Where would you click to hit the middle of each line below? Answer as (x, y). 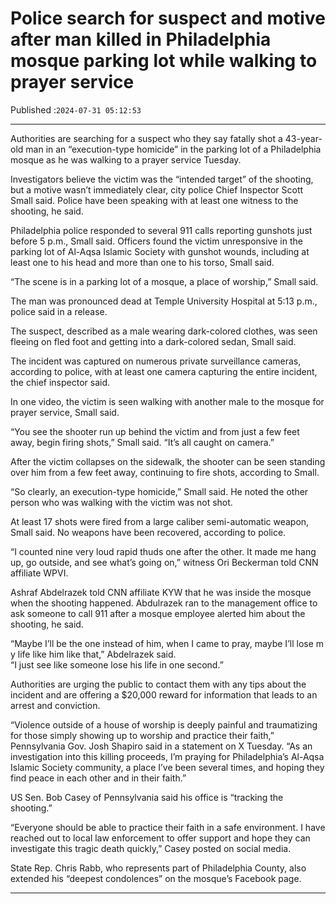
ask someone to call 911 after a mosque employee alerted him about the (158, 613)
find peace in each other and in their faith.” (98, 778)
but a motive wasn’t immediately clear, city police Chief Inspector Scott (157, 189)
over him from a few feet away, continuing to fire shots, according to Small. (165, 472)
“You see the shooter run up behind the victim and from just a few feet (155, 431)
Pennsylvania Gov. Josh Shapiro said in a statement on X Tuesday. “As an (161, 746)
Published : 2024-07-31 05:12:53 (76, 109)
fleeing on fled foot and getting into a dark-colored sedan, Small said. (153, 341)
